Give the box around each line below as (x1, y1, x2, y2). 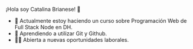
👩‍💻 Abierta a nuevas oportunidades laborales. (14, 36, 129, 43)
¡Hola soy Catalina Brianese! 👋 (5, 6, 81, 13)
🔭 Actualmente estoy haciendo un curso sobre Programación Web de (14, 17, 187, 24)
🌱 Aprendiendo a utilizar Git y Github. (14, 30, 107, 37)
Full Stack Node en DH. (14, 24, 73, 30)
